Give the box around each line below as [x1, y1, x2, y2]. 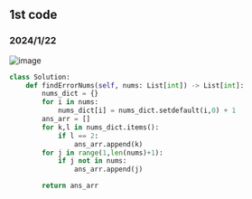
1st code [9, 7, 58, 23]
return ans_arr [42, 181, 99, 191]
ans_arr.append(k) [73, 139, 144, 148]
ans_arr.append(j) [73, 165, 144, 175]
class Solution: [9, 72, 70, 81]
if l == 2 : [57, 131, 99, 140]
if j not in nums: [57, 156, 127, 166]
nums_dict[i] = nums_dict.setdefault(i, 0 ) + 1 [57, 106, 237, 116]
